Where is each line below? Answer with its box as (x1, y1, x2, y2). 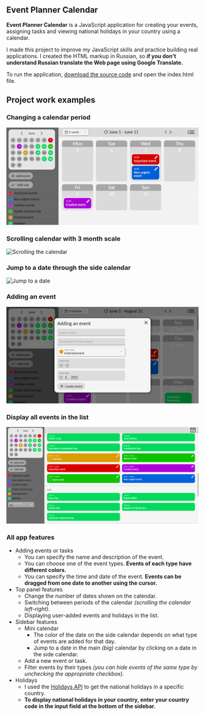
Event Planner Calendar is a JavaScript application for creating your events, (6, 21, 198, 28)
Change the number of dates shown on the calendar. (24, 592, 157, 600)
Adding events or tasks (15, 547, 74, 554)
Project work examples (6, 95, 96, 106)
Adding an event (6, 292, 56, 301)
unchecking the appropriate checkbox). (24, 670, 124, 678)
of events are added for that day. (33, 638, 116, 645)
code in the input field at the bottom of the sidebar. (24, 703, 156, 710)
